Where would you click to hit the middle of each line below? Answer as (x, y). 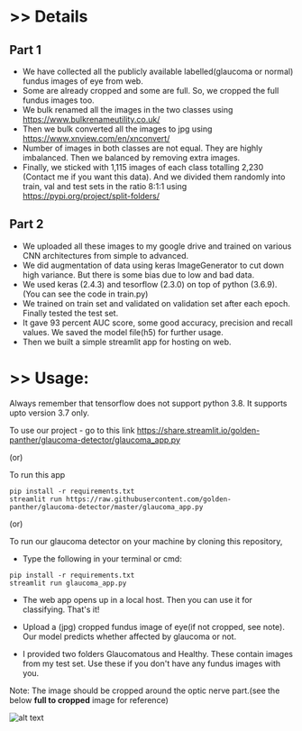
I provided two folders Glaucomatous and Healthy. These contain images (157, 653)
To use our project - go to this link (72, 430)
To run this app (37, 474)
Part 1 (26, 50)
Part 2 (27, 224)
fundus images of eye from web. (83, 81)
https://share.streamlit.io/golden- (198, 430)
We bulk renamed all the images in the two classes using (128, 110)
